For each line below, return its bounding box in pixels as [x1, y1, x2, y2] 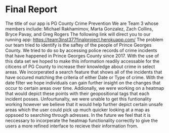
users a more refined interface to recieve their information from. [5, 123, 138, 129]
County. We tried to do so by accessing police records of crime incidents [5, 47, 157, 53]
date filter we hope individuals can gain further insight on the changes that [5, 80, 161, 86]
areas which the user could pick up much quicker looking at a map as [5, 107, 150, 113]
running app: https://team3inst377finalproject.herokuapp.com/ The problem [5, 37, 163, 43]
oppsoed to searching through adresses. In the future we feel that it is [5, 112, 151, 118]
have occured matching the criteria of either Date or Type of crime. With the [5, 74, 163, 80]
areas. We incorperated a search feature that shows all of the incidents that [5, 69, 162, 75]
